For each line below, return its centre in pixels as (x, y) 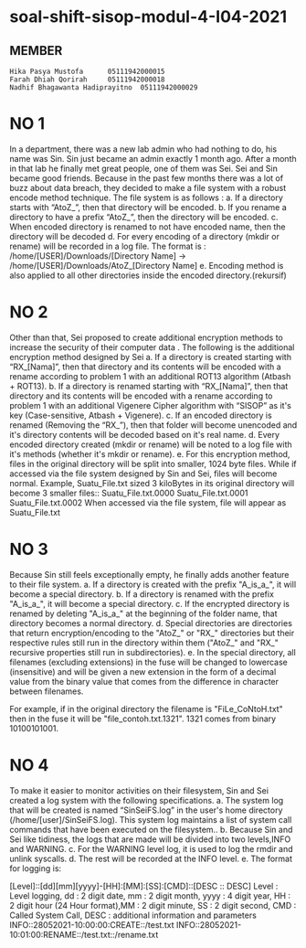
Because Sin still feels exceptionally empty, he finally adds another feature (149, 574)
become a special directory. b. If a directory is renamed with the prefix (142, 594)
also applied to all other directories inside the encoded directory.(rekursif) (148, 275)
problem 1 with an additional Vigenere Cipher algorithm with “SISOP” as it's (151, 405)
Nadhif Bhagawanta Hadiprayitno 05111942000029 (104, 88)
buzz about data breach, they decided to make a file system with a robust (148, 187)
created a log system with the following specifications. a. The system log (147, 800)
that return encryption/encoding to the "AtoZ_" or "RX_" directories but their (152, 633)
